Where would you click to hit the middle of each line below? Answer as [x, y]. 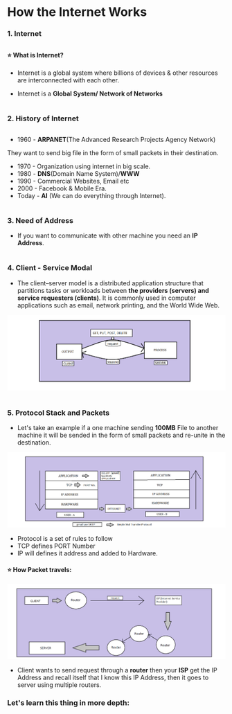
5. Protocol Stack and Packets [58, 413]
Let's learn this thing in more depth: [69, 703]
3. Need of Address [41, 220]
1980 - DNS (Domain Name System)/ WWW [78, 173]
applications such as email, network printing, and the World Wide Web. [118, 305]
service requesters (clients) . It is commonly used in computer [106, 298]
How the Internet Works [77, 12]
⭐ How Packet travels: [39, 569]
